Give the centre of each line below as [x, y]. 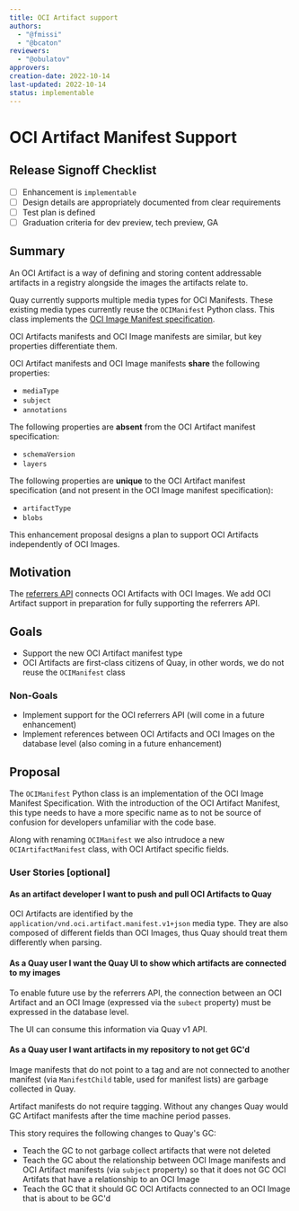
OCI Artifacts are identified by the [71, 914]
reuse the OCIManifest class [74, 672]
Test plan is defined [59, 212]
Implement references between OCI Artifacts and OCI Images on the [149, 734]
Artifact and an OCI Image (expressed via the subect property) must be [141, 1002]
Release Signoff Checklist [83, 170]
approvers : [30, 68]
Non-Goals [34, 695]
